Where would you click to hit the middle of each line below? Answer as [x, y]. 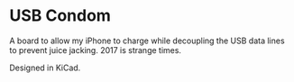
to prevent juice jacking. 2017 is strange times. [96, 50]
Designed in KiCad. [45, 68]
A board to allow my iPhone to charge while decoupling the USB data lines [147, 41]
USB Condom [60, 16]
